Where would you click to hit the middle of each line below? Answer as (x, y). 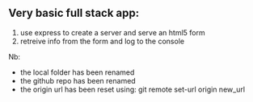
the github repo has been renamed (78, 80)
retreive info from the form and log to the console (102, 41)
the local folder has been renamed (77, 72)
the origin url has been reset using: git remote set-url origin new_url (132, 89)
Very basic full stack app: (74, 13)
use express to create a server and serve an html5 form (112, 32)
